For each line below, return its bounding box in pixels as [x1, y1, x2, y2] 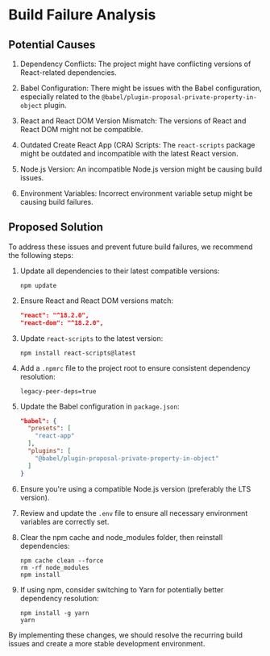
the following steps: [8, 250, 74, 259]
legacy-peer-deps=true [19, 387, 97, 396]
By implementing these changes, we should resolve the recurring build [8, 630, 243, 640]
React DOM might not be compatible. [19, 125, 143, 134]
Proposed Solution [8, 220, 103, 235]
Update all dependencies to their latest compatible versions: [19, 266, 220, 276]
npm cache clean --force [19, 556, 104, 565]
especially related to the [19, 92, 101, 102]
